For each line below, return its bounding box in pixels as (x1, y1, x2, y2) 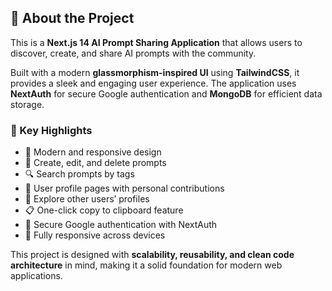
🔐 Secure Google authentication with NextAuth (24, 219, 218, 231)
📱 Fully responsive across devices (24, 229, 166, 241)
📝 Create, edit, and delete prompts (24, 157, 167, 169)
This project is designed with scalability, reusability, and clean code (10, 249, 295, 261)
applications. (10, 270, 63, 282)
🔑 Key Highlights (10, 123, 93, 137)
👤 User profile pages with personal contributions (24, 182, 225, 195)
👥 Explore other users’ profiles (24, 193, 150, 205)
